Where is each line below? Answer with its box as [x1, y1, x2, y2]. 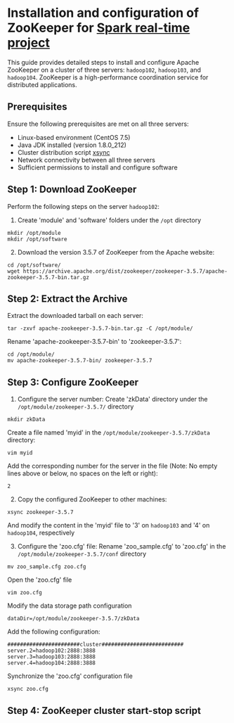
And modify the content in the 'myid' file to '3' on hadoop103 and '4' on [7, 521, 210, 530]
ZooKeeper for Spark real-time [7, 20, 190, 36]
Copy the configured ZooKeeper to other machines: [17, 495, 167, 504]
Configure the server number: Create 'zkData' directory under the [17, 395, 209, 404]
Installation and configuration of [7, 5, 199, 21]
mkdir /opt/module [7, 229, 61, 236]
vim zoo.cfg [7, 589, 42, 596]
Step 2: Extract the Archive [7, 293, 128, 305]
